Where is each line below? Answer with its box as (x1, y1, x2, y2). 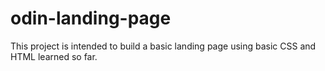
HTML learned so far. (10, 50, 98, 62)
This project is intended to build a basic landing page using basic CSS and (10, 40, 317, 52)
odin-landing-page (10, 7, 172, 30)
